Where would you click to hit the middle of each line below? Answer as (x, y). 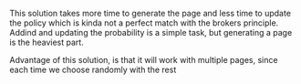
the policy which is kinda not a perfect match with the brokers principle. (144, 23)
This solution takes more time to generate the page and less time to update (150, 13)
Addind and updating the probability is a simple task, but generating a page (151, 32)
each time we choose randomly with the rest (93, 69)
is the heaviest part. (47, 42)
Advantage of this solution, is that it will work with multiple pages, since (144, 60)
